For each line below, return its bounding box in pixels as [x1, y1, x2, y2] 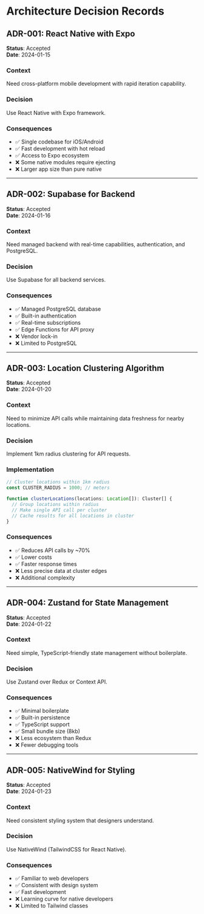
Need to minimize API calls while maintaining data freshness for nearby [6, 415, 185, 422]
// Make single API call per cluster [12, 507, 107, 513]
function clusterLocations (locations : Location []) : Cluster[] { [6, 496, 172, 502]
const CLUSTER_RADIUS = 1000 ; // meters [6, 485, 110, 491]
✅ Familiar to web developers [15, 874, 89, 882]
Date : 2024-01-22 [6, 620, 52, 628]
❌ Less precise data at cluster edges [15, 567, 107, 574]
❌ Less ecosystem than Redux [15, 735, 92, 742]
